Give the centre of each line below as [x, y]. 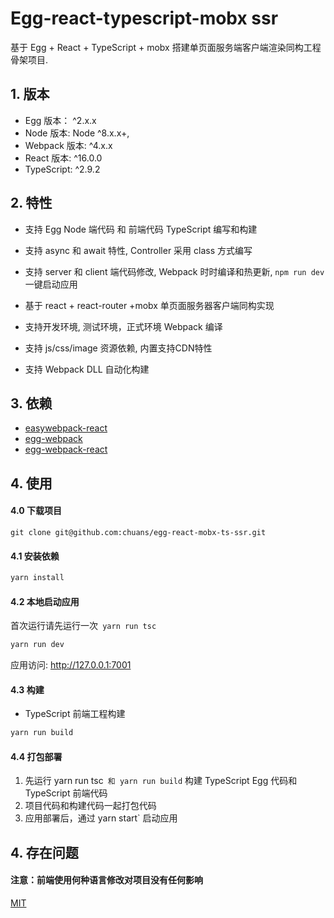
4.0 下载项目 [36, 511]
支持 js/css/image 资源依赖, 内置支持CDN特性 [118, 348]
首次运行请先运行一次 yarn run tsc [83, 626]
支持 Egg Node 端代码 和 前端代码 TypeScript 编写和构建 [141, 229]
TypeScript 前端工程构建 [75, 714]
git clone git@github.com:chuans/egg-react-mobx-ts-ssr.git [138, 532]
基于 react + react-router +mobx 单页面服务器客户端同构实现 [149, 305]
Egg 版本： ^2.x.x [60, 120]
